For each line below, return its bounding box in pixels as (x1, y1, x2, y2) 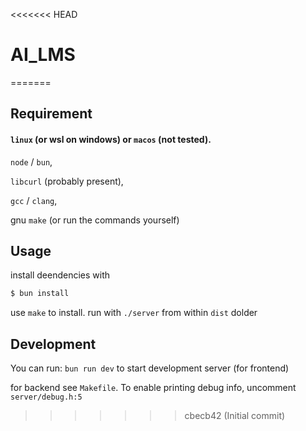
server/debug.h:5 (10, 392, 83, 403)
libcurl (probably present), (10, 175, 124, 187)
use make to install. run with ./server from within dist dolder (10, 307, 258, 319)
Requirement (10, 105, 93, 123)
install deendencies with (10, 269, 111, 281)
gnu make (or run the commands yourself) (10, 214, 180, 226)
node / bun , (10, 155, 53, 168)
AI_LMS (10, 44, 76, 66)
